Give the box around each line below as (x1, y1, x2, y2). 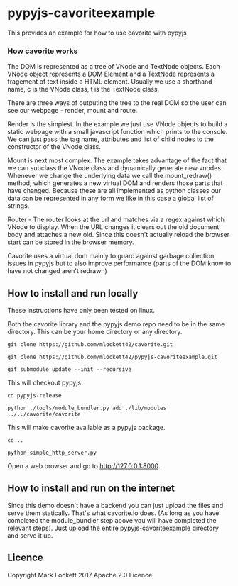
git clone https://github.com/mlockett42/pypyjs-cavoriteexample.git (7, 353, 218, 361)
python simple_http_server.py (7, 449, 97, 457)
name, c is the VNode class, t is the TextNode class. (7, 85, 160, 94)
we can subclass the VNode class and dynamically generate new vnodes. (7, 164, 223, 172)
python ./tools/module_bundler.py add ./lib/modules (7, 404, 167, 412)
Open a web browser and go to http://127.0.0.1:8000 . (7, 462, 161, 470)
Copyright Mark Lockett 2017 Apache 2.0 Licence (7, 570, 153, 579)
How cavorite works (7, 46, 78, 56)
